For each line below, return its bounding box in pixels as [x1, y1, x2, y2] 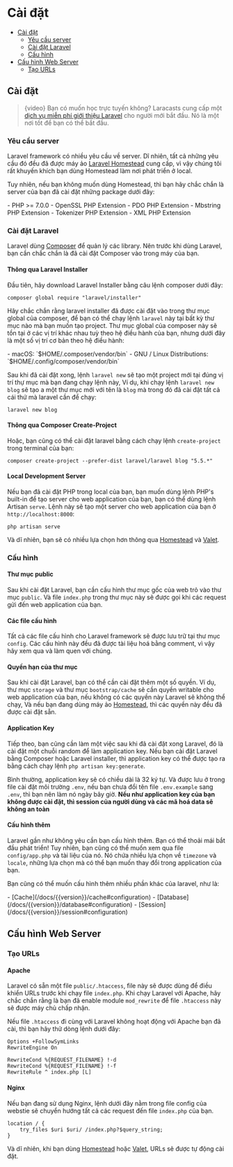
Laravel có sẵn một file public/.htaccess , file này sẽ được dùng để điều [7, 981, 212, 990]
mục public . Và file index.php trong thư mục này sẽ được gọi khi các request [7, 593, 227, 601]
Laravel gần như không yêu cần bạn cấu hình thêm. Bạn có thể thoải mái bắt [7, 836, 226, 845]
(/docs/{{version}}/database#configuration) [7, 900, 133, 908]
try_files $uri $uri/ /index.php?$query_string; [19, 1126, 163, 1133]
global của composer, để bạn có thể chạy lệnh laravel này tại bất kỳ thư [7, 314, 215, 322]
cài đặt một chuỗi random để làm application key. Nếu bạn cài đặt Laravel [7, 746, 218, 755]
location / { [7, 1120, 45, 1127]
